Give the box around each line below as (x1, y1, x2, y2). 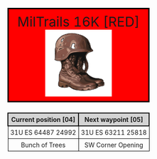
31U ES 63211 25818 (80, 128, 147, 136)
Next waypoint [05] (84, 115, 144, 123)
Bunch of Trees (21, 140, 66, 149)
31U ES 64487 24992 (10, 128, 77, 136)
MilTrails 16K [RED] (17, 14, 140, 30)
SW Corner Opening (84, 140, 144, 149)
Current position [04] (11, 115, 76, 123)
